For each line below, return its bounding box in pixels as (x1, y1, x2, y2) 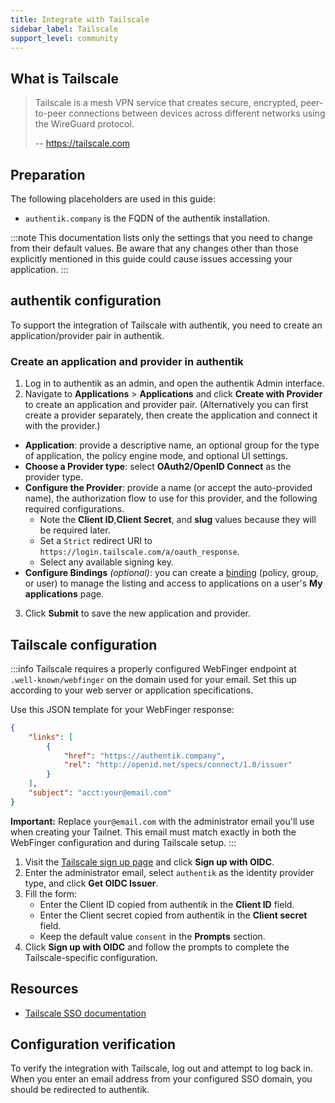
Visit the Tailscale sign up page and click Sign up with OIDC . (24, 856, 275, 868)
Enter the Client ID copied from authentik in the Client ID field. (39, 898, 295, 910)
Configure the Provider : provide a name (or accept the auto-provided (24, 482, 313, 494)
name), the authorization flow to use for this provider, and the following (24, 492, 318, 505)
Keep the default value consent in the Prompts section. (39, 930, 266, 942)
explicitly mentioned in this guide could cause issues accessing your (10, 253, 293, 265)
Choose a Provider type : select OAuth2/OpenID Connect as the (24, 461, 292, 473)
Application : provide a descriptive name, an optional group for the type (24, 439, 320, 451)
